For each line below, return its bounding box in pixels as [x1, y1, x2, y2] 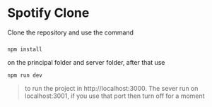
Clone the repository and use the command [7, 28, 134, 37]
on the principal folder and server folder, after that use [7, 58, 165, 66]
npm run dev [7, 72, 42, 79]
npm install [7, 46, 42, 53]
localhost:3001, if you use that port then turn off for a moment [24, 92, 205, 100]
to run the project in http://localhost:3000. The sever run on [24, 84, 199, 92]
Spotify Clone [7, 5, 90, 21]
